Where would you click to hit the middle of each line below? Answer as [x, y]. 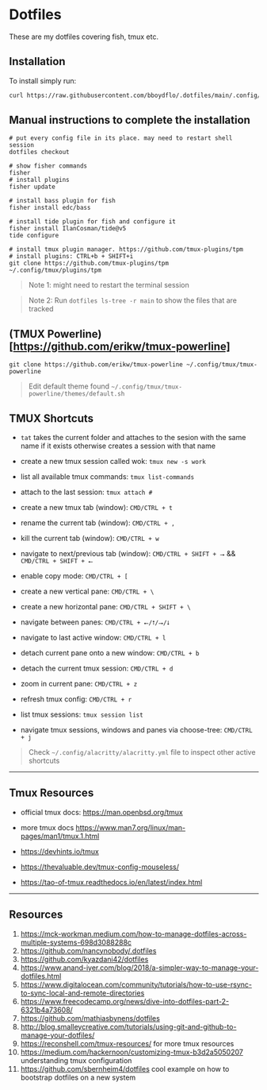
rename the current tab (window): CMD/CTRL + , [97, 523]
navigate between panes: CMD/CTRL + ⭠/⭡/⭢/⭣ [95, 622]
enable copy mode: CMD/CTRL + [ [74, 576]
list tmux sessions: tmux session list [82, 715]
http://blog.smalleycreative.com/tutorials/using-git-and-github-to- [128, 1026]
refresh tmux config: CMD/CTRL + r [76, 699]
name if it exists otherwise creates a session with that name [118, 446]
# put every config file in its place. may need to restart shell [121, 138]
